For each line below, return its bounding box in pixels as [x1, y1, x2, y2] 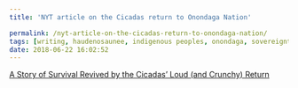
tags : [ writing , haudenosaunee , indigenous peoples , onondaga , [9, 37, 248, 46]
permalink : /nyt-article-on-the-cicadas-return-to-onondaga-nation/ [9, 28, 268, 38]
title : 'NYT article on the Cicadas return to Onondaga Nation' [9, 12, 252, 22]
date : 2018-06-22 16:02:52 [9, 45, 109, 54]
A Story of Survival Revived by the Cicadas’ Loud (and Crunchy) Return [9, 70, 270, 80]
